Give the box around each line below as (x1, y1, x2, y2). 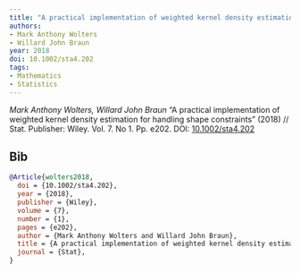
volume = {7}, (17, 206, 70, 215)
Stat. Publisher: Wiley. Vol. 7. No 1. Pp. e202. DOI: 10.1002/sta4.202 (9, 123, 255, 134)
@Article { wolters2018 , (9, 173, 94, 182)
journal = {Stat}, (17, 248, 87, 257)
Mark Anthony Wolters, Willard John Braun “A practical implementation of (9, 104, 280, 115)
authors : (9, 21, 42, 30)
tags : (9, 64, 29, 73)
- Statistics (9, 80, 58, 89)
